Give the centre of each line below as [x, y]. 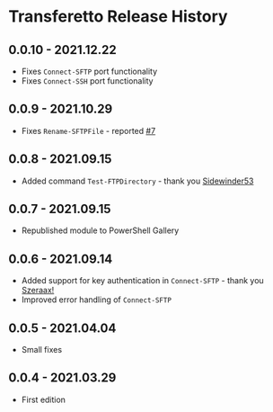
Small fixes [42, 350]
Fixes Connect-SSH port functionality [87, 81]
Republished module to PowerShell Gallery [100, 230]
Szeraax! [38, 291]
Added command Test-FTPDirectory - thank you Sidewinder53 [137, 181]
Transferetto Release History [118, 17]
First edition [44, 399]
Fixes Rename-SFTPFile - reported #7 [88, 130]
